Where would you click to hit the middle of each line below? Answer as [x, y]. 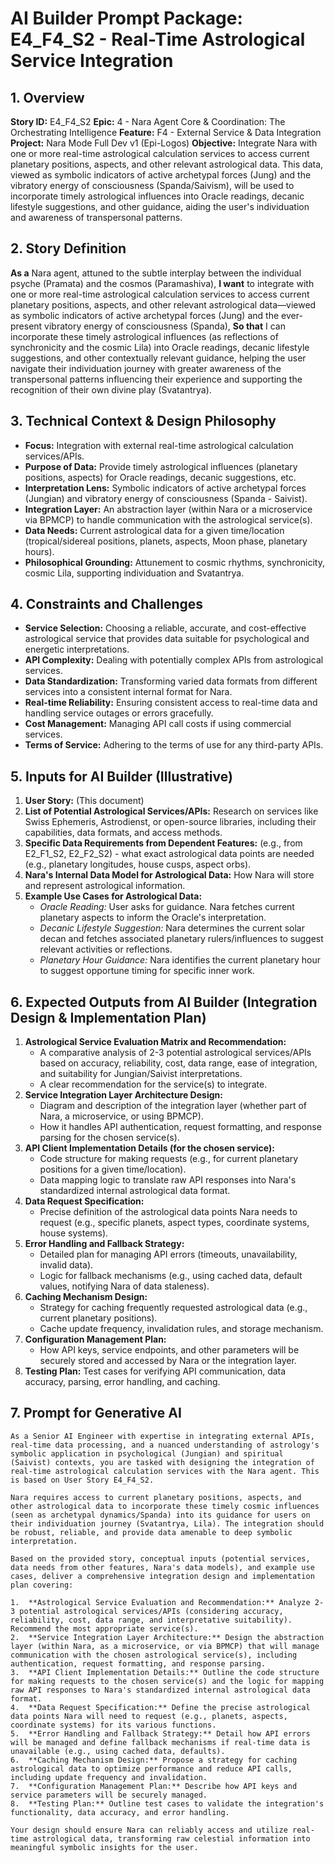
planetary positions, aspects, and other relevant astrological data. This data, [167, 164]
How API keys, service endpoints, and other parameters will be [169, 1350]
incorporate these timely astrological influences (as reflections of [144, 336]
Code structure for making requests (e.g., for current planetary [169, 1159]
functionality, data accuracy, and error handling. [120, 1812]
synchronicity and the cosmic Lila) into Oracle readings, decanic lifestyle [160, 347]
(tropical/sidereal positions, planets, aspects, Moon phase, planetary [166, 541]
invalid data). [66, 1265]
